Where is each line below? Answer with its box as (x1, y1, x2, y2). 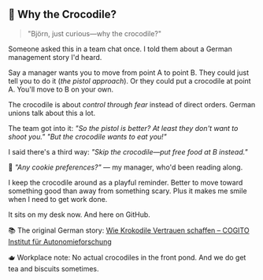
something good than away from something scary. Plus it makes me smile (8, 186, 247, 196)
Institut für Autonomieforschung (8, 237, 112, 246)
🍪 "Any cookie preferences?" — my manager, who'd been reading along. (8, 162, 243, 172)
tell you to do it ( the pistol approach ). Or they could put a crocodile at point (8, 76, 251, 85)
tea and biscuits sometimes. (8, 263, 100, 273)
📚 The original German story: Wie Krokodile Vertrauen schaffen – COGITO (8, 226, 250, 235)
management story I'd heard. (8, 52, 102, 62)
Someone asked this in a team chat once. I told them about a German (8, 44, 232, 54)
